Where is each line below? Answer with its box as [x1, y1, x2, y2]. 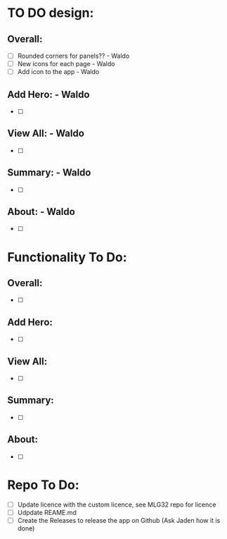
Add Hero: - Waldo [7, 88, 90, 100]
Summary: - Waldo [7, 167, 91, 179]
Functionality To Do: [7, 249, 128, 265]
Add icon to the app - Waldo [17, 68, 100, 76]
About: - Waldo [7, 206, 75, 218]
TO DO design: [7, 5, 94, 21]
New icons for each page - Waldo [17, 60, 115, 68]
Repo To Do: [7, 477, 79, 492]
